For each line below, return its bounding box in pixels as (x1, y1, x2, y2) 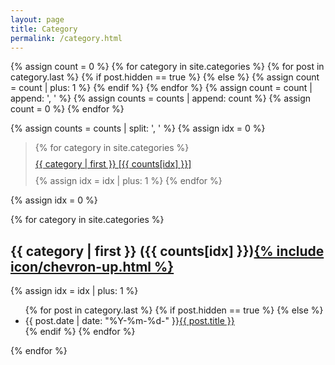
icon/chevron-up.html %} (10, 258, 175, 275)
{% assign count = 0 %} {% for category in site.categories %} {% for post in (10, 61, 325, 73)
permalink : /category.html (10, 33, 123, 43)
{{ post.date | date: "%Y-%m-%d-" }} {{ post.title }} (24, 315, 235, 327)
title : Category (10, 24, 78, 34)
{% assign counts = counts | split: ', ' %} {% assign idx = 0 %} (10, 122, 266, 135)
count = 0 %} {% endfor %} (10, 103, 125, 115)
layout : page (10, 14, 65, 25)
